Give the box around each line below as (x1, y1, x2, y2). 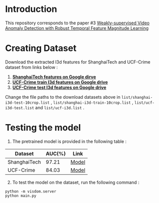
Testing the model (5, 122, 81, 134)
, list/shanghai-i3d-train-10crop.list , (51, 99, 134, 105)
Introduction (5, 3, 57, 15)
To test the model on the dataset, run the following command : (12, 179, 140, 185)
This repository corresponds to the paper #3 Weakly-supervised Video (5, 20, 150, 26)
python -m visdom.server (5, 189, 56, 194)
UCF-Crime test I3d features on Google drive (12, 84, 106, 90)
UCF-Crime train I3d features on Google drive (12, 79, 108, 85)
